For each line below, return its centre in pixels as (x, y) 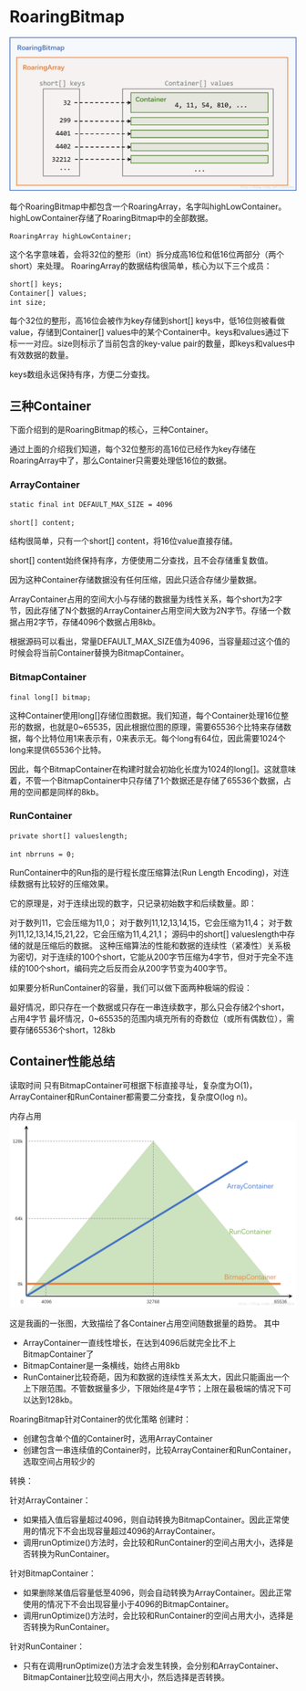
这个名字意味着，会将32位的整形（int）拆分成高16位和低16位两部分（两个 (147, 255)
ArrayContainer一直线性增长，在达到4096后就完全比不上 (129, 1342)
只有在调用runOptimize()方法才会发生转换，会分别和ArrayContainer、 (153, 1665)
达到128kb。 (54, 1400)
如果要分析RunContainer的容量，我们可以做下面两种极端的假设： (131, 987)
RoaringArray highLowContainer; (71, 236)
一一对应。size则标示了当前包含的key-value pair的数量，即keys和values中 (156, 343)
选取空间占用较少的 (59, 1461)
